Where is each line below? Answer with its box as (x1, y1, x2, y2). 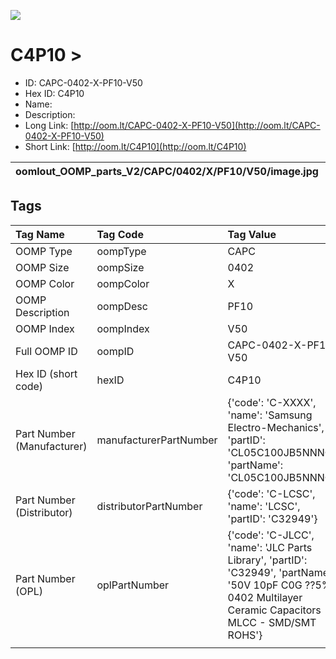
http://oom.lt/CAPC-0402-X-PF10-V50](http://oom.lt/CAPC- (73, 119, 321, 131)
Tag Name (15, 227, 65, 241)
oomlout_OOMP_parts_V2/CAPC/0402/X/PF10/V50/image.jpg (15, 164, 319, 178)
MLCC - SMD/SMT (227, 615, 317, 629)
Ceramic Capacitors (227, 603, 322, 617)
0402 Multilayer (227, 590, 303, 604)
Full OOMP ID (15, 344, 78, 358)
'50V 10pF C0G (227, 578, 303, 592)
